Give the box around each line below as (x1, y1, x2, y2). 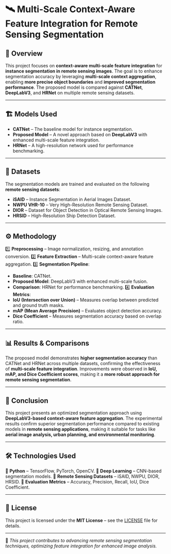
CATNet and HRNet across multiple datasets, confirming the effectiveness (5, 360, 161, 367)
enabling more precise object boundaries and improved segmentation (5, 79, 156, 85)
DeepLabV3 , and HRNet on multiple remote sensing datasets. (5, 90, 135, 95)
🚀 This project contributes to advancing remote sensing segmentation (5, 537, 152, 543)
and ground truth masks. (12, 302, 65, 308)
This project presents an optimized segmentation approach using (5, 410, 142, 416)
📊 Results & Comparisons (5, 339, 90, 347)
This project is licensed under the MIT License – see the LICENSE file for (5, 517, 158, 523)
